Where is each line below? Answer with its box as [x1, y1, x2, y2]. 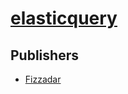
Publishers [10, 47, 79, 64]
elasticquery [10, 7, 118, 30]
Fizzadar [24, 73, 62, 85]
